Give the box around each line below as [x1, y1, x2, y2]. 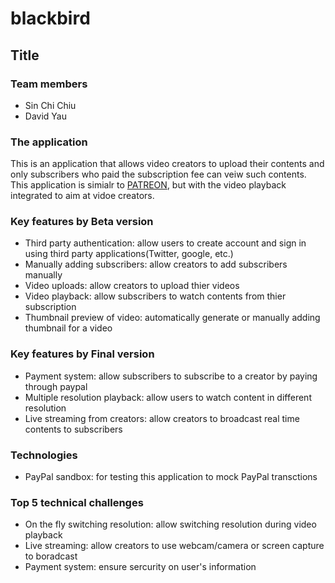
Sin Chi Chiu [24, 99, 77, 111]
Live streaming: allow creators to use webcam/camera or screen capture [24, 540, 325, 552]
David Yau [24, 110, 67, 122]
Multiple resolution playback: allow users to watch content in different [24, 391, 312, 403]
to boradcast [24, 550, 78, 562]
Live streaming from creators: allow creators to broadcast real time [24, 412, 300, 424]
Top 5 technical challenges [10, 495, 144, 509]
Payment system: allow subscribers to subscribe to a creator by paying [24, 370, 318, 382]
